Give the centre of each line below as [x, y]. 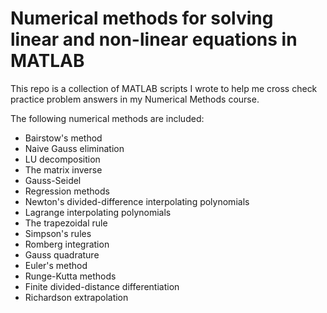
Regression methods [67, 191]
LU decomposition [62, 159]
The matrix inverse [63, 169]
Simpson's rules [58, 233]
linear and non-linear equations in [154, 39]
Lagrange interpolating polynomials [98, 212]
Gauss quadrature [62, 254]
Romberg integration [67, 244]
